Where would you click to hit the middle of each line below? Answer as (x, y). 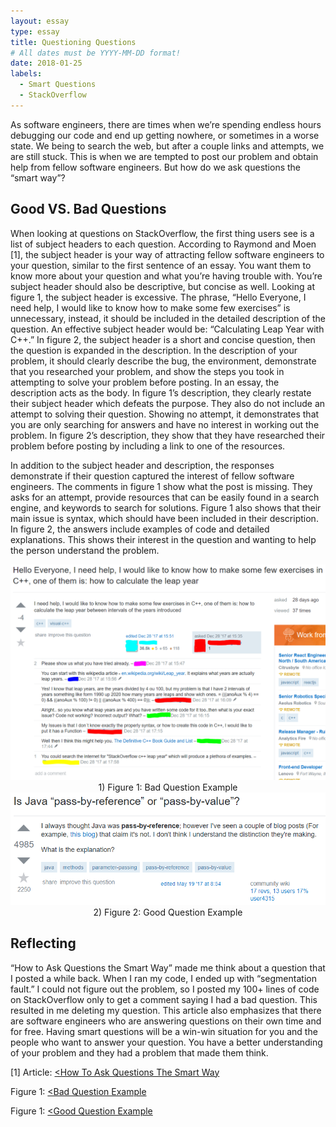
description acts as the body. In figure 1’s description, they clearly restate (161, 392)
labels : (26, 74)
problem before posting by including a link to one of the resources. (148, 446)
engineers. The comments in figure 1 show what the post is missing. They (161, 486)
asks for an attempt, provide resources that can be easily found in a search (165, 497)
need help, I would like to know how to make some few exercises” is (150, 307)
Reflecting (43, 943)
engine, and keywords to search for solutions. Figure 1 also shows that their (166, 507)
